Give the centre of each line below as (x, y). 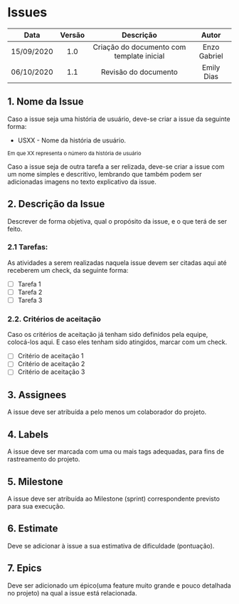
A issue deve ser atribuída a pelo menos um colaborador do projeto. (107, 412)
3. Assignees (37, 395)
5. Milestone (36, 481)
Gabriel (211, 56)
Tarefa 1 (29, 284)
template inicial (139, 56)
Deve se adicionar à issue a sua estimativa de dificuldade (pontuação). (111, 546)
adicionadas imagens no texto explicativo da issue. (82, 182)
